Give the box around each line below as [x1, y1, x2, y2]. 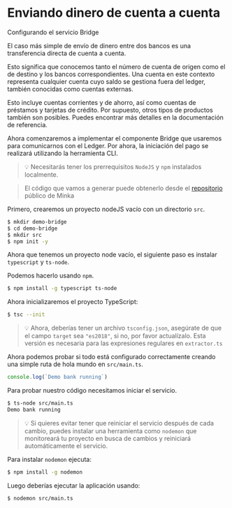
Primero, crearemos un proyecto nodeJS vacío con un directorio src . [7, 205, 205, 213]
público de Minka [24, 191, 75, 200]
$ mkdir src [7, 231, 42, 238]
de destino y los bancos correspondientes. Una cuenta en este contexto [7, 70, 215, 78]
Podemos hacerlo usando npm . [7, 271, 94, 280]
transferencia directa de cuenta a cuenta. [7, 49, 126, 57]
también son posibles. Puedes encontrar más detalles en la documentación [7, 113, 224, 122]
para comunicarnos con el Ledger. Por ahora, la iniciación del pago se [7, 141, 209, 150]
